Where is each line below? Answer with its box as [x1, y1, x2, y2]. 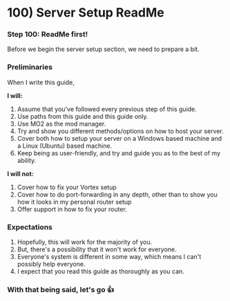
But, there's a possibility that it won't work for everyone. [17, 245, 178, 253]
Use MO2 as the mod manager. [17, 119, 106, 128]
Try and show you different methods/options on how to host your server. [17, 126, 224, 135]
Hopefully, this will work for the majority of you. [17, 238, 153, 246]
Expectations [7, 222, 53, 232]
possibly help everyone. [17, 260, 86, 269]
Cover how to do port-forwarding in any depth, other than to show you [17, 190, 218, 198]
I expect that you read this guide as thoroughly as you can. [17, 267, 184, 275]
